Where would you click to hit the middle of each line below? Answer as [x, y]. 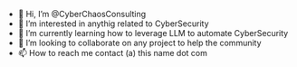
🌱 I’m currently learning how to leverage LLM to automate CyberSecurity [153, 33]
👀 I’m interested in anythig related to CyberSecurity [114, 24]
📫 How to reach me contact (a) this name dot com [113, 53]
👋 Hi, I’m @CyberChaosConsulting [82, 14]
